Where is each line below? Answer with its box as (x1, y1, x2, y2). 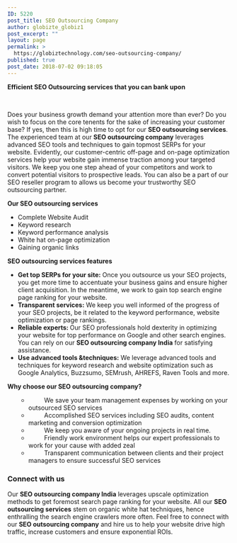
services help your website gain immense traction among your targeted (7, 155, 216, 164)
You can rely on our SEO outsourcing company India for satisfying (17, 338, 214, 347)
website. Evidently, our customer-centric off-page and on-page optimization (7, 147, 230, 156)
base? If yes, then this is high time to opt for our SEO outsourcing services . (7, 125, 229, 133)
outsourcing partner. (7, 185, 67, 194)
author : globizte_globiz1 (7, 23, 83, 30)
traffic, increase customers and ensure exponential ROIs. (7, 527, 173, 536)
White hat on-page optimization (17, 235, 110, 244)
